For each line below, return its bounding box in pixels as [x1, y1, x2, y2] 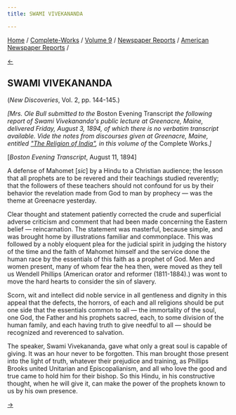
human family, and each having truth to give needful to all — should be [7, 321, 212, 329]
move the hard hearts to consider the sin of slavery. [7, 277, 157, 286]
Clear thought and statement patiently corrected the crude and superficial [7, 210, 221, 219]
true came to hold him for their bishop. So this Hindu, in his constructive [7, 372, 216, 381]
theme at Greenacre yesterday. [7, 196, 97, 205]
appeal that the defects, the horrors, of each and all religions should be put [7, 298, 224, 307]
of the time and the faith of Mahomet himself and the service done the [7, 248, 211, 256]
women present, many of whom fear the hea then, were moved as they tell [7, 262, 223, 271]
